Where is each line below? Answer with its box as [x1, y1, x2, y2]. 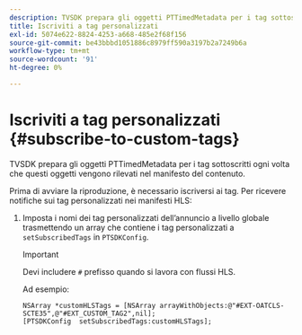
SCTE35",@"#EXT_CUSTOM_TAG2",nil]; [22, 309, 156, 318]
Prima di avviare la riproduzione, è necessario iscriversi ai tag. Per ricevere [9, 185, 287, 196]
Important [22, 249, 59, 260]
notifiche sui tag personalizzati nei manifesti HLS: [9, 195, 192, 206]
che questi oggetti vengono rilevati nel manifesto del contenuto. [9, 168, 245, 179]
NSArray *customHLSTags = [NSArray [22, 301, 156, 310]
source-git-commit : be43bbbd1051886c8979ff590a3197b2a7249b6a [9, 38, 247, 48]
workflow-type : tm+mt [9, 47, 91, 56]
